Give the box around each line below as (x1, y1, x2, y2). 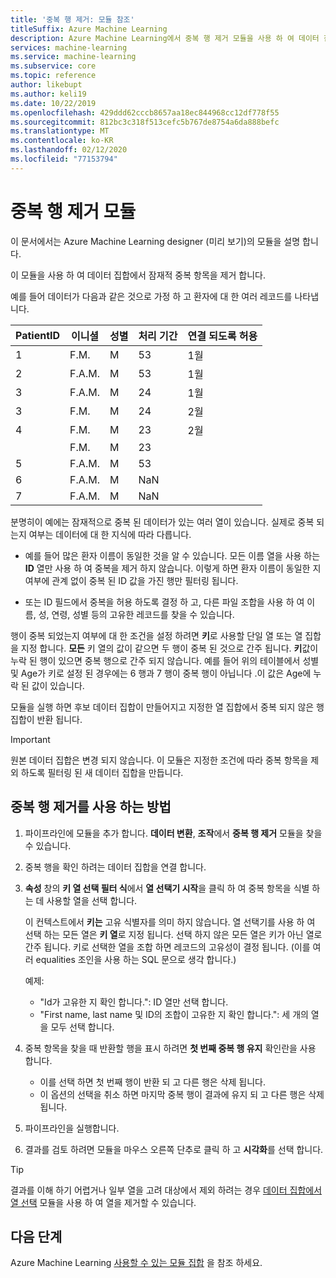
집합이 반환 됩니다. (10, 713, 83, 725)
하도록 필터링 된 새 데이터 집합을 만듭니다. (20, 766, 184, 778)
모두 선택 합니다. (50, 1021, 115, 1033)
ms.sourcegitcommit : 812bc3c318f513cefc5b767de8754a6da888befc (10, 117, 280, 127)
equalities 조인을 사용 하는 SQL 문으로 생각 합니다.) (35, 953, 237, 965)
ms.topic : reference (10, 71, 97, 81)
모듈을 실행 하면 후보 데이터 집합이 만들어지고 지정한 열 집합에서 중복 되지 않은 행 (10, 701, 325, 713)
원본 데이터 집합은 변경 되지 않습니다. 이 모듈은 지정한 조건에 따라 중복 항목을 (10, 754, 309, 766)
